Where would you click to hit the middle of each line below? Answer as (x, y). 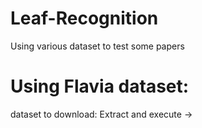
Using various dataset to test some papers (97, 46)
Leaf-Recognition (84, 18)
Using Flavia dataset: (100, 86)
